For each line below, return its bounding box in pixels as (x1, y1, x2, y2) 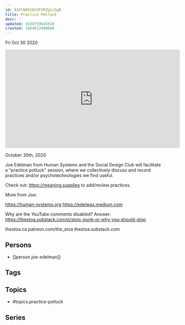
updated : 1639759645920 (5, 21, 55, 26)
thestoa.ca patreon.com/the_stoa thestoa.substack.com (5, 226, 120, 232)
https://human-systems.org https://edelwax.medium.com (5, 201, 123, 207)
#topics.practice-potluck (12, 298, 64, 305)
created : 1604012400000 (5, 26, 55, 31)
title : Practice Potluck (5, 12, 57, 17)
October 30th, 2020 (5, 152, 46, 158)
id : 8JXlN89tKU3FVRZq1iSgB (5, 7, 61, 12)
